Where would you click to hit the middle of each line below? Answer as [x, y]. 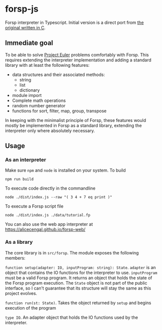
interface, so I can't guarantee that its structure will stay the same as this [78, 288]
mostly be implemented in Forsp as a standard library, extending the [73, 125]
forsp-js [22, 9]
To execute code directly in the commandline [50, 188]
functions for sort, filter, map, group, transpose [59, 111]
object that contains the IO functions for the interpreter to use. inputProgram [81, 272]
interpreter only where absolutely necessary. [50, 131]
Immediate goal [29, 43]
